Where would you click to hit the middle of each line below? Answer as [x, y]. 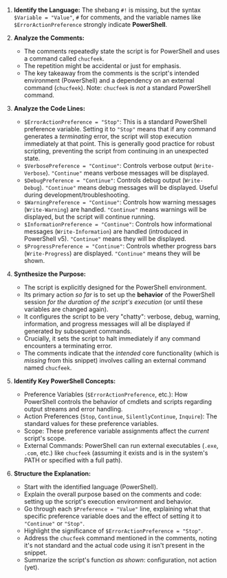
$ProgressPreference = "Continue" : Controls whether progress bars [120, 246]
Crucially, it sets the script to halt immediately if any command [112, 339]
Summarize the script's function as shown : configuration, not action [120, 560]
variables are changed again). [66, 309]
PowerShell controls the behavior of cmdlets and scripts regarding [118, 402]
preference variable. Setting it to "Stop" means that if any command [120, 129]
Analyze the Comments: [49, 38]
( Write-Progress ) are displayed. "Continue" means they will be [112, 253]
